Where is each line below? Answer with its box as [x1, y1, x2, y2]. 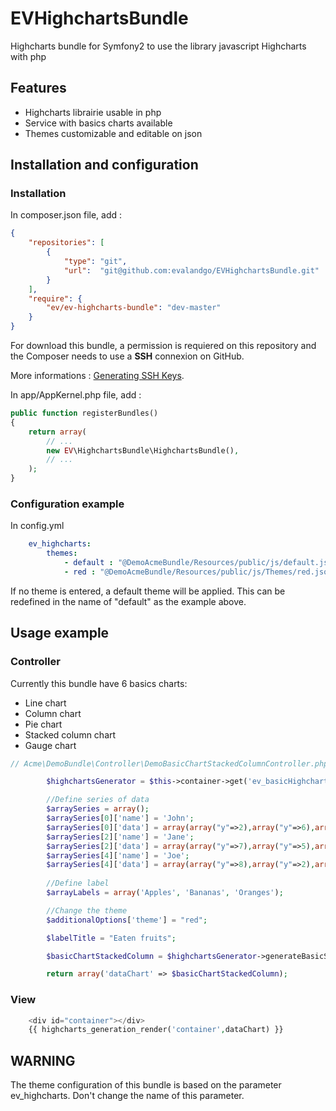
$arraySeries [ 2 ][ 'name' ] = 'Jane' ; [46, 832, 195, 842]
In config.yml [10, 520, 65, 532]
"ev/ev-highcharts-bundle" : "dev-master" [46, 303, 222, 313]
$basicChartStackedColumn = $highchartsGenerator [46, 951, 257, 961]
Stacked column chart [24, 728, 117, 741]
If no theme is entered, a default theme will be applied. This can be [10, 585, 286, 597]
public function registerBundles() [10, 408, 159, 419]
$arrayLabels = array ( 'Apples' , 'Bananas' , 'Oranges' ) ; [46, 888, 284, 898]
